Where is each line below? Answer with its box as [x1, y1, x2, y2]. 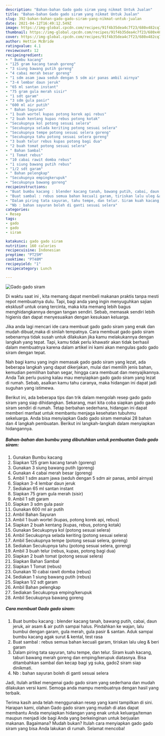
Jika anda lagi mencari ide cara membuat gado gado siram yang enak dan [5, 323, 155, 329]
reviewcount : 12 [5, 48, 39, 53]
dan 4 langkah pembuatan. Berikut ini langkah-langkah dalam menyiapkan [5, 420, 155, 426]
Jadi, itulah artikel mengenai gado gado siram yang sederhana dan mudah [5, 679, 155, 685]
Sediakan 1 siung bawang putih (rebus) [12, 574, 92, 580]
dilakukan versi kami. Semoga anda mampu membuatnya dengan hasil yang [5, 685, 159, 691]
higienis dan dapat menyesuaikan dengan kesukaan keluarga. [5, 314, 130, 320]
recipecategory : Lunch [5, 266, 52, 271]
